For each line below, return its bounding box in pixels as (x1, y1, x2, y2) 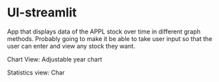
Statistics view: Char (7, 68, 65, 77)
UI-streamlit (7, 5, 77, 20)
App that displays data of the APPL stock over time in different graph (7, 27, 201, 36)
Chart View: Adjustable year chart (7, 55, 103, 63)
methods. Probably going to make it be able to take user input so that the (7, 34, 213, 42)
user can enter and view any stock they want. (7, 42, 136, 50)
